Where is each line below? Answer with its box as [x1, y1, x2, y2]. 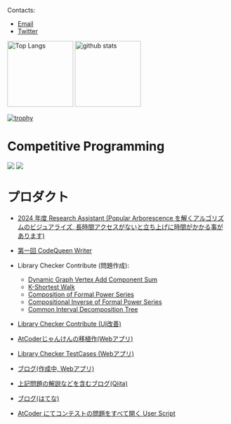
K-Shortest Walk [27, 282, 75, 291]
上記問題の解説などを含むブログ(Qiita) [17, 379, 128, 387]
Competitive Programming [7, 138, 165, 154]
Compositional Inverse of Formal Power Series [27, 298, 163, 306]
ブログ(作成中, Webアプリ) [17, 364, 95, 373]
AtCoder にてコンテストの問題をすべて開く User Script [17, 409, 176, 417]
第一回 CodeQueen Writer [17, 246, 93, 255]
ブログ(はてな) [17, 394, 60, 402]
